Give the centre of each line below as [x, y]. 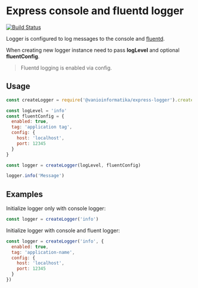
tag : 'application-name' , [43, 252]
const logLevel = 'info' [37, 110]
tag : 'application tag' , [42, 127]
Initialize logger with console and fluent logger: [63, 230]
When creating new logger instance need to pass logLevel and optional [93, 50]
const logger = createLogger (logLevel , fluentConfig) [74, 165]
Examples [24, 194]
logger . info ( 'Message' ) [35, 176]
